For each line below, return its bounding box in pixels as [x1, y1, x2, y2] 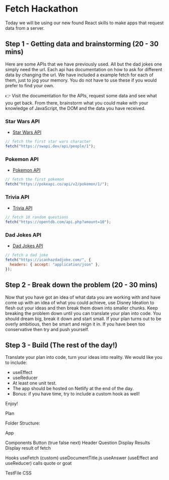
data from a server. [5, 25, 45, 31]
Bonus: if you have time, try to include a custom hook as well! [12, 391, 140, 397]
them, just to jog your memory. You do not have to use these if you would [5, 77, 157, 83]
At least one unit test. [12, 380, 57, 386]
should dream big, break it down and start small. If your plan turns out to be [5, 315, 162, 322]
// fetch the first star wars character [5, 139, 92, 144]
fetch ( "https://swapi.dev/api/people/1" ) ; [5, 143, 96, 149]
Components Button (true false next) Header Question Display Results [5, 440, 150, 446]
